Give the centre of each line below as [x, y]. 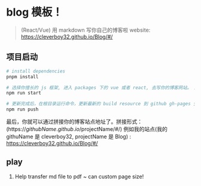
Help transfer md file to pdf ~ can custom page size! [79, 176]
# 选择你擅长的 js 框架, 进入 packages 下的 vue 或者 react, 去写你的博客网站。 [99, 87]
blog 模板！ [34, 12]
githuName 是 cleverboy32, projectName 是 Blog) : [69, 136]
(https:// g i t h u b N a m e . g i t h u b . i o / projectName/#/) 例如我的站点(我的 [87, 129]
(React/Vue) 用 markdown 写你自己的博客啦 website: [86, 30]
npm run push [22, 109]
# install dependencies [36, 71]
